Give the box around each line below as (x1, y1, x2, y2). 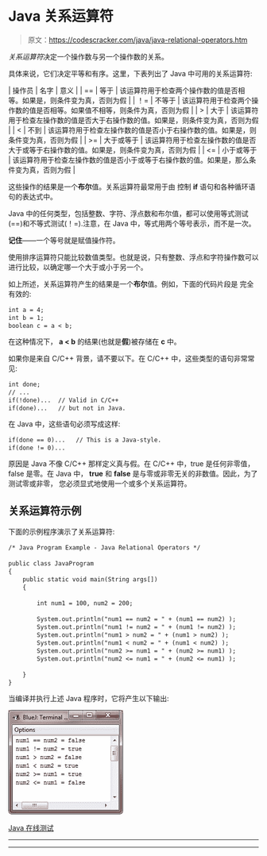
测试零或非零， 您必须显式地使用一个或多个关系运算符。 (8, 478, 192, 488)
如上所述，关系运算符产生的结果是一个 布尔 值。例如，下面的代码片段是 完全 (8, 279, 254, 288)
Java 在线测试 (8, 823, 54, 832)
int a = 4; (8, 306, 44, 314)
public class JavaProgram (8, 559, 94, 568)
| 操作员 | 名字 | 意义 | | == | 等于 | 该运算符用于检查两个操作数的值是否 (8, 85, 238, 95)
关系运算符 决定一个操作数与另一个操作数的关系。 (8, 52, 168, 61)
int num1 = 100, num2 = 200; (37, 599, 133, 607)
